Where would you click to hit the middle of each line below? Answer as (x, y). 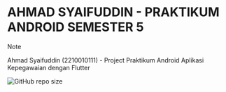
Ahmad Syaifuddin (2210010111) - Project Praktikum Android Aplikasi (106, 60)
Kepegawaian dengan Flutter (49, 67)
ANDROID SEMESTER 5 (76, 27)
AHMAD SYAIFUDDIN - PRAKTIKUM (113, 12)
